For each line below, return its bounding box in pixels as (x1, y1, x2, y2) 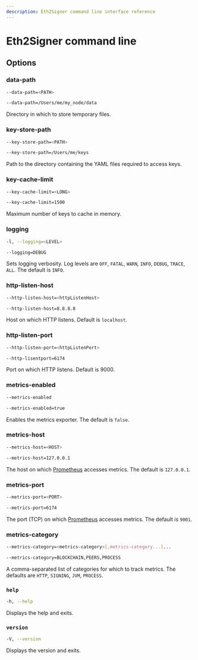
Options (6, 58, 37, 68)
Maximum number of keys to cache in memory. (6, 210, 122, 218)
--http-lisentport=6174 (6, 355, 65, 362)
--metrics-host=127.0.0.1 (6, 455, 70, 461)
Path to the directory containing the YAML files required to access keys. (6, 161, 182, 168)
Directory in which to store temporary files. (6, 111, 111, 118)
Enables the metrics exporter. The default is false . (6, 416, 130, 423)
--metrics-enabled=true (6, 405, 65, 411)
